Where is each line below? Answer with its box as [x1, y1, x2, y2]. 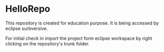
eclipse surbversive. [5, 25, 48, 31]
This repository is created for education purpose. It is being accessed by [5, 20, 159, 26]
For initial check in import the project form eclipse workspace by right [5, 35, 152, 41]
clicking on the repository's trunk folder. [5, 40, 90, 46]
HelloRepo [5, 3, 50, 15]
